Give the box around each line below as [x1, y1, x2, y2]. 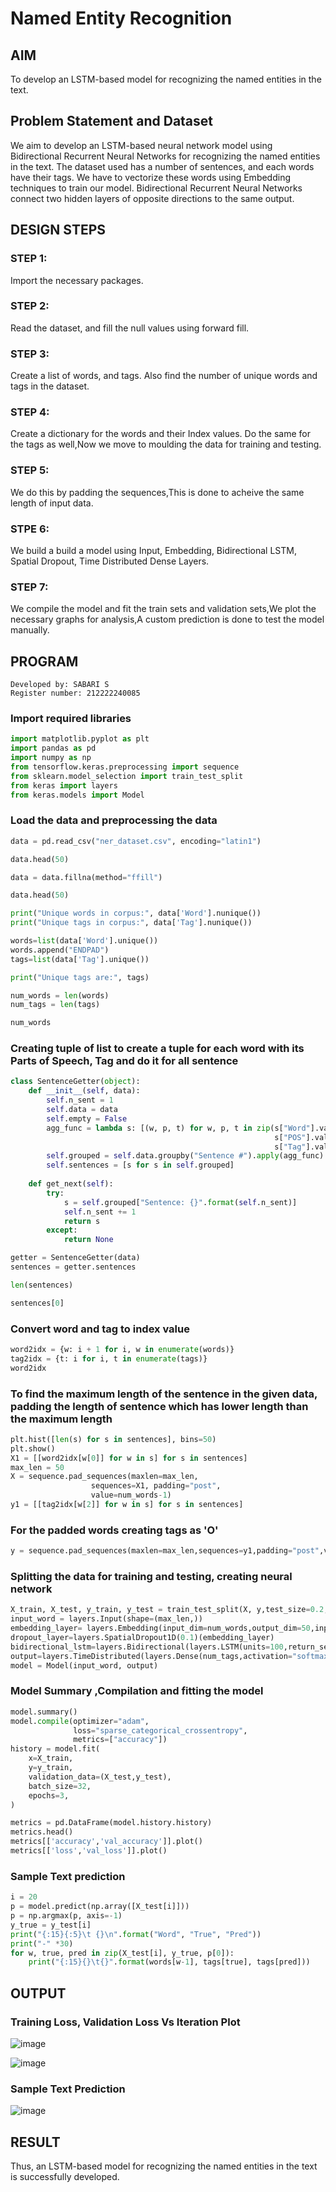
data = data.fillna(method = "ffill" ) [10, 872, 163, 882]
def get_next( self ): [28, 1179, 114, 1189]
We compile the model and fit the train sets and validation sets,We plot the [10, 603, 317, 615]
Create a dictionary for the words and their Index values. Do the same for [10, 428, 311, 440]
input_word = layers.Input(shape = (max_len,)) [10, 1614, 203, 1624]
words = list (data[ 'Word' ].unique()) [10, 936, 159, 946]
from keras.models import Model [10, 790, 145, 800]
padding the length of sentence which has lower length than [10, 1399, 309, 1413]
